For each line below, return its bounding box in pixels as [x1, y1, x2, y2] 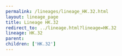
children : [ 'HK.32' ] [5, 41, 57, 47]
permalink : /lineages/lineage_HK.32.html [5, 8, 109, 15]
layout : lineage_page [5, 14, 59, 20]
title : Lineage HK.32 [5, 19, 59, 25]
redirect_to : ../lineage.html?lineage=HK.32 [5, 24, 117, 31]
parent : [5, 36, 25, 41]
